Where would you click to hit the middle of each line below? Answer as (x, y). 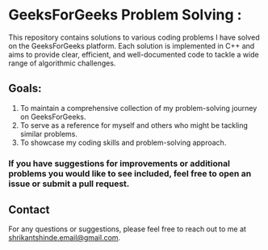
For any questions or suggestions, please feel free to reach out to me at (127, 229)
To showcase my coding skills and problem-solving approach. (123, 142)
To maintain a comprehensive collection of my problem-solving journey (138, 108)
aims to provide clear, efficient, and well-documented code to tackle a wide (134, 54)
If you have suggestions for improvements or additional (119, 163)
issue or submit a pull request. (69, 184)
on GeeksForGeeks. (53, 117)
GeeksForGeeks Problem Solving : (125, 15)
